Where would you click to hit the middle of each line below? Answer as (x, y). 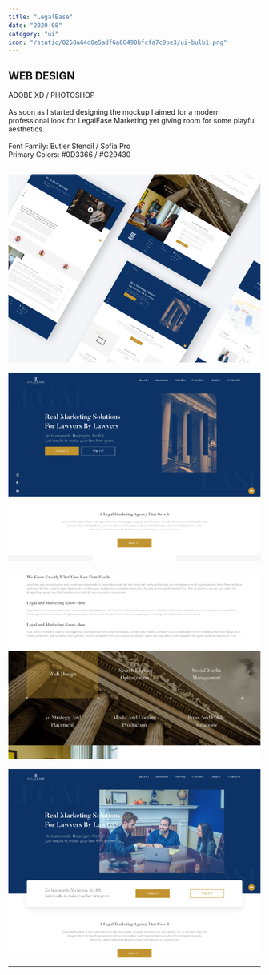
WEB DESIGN (42, 76)
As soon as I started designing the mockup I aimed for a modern (114, 112)
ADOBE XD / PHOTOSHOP (52, 95)
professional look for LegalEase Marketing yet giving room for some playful (132, 121)
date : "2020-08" (35, 25)
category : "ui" (34, 34)
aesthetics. (26, 129)
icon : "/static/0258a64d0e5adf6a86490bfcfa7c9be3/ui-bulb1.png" (118, 42)
